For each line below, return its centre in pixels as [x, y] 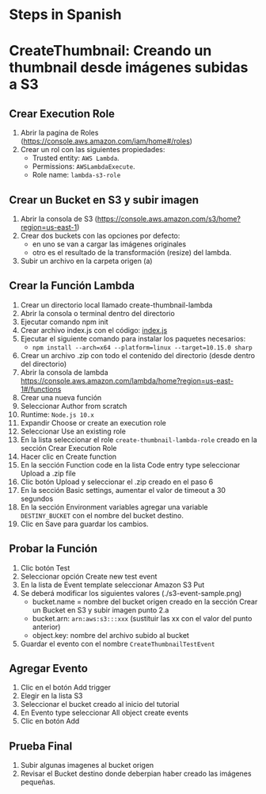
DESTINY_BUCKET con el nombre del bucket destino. [102, 515]
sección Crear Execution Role [68, 448]
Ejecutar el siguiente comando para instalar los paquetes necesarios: [133, 338]
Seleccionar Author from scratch [74, 406]
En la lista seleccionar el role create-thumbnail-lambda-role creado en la [139, 439]
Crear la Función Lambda [72, 286]
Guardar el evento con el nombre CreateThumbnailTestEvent [118, 643]
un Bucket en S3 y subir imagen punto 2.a [101, 610]
